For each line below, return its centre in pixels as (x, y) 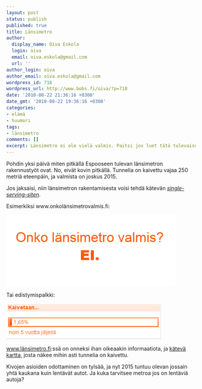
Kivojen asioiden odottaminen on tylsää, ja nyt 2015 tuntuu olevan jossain (97, 366)
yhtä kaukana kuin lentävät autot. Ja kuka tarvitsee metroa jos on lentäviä (97, 373)
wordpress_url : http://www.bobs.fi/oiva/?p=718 (67, 89)
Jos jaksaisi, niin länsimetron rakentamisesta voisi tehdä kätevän (86, 188)
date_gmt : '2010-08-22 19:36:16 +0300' (56, 102)
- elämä (16, 114)
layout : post (23, 13)
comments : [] (23, 139)
